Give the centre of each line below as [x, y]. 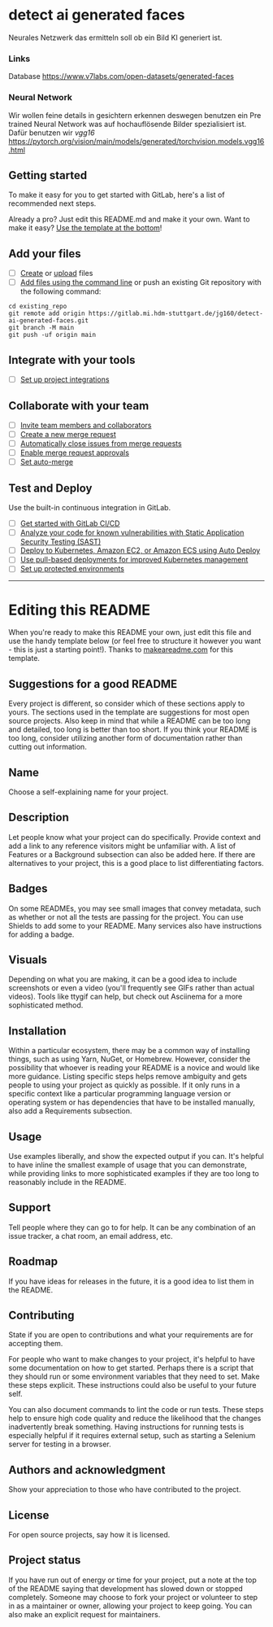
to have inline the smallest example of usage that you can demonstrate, [128, 1165]
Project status [45, 1560]
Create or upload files [56, 273]
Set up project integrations [65, 379]
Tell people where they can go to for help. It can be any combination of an [132, 1227]
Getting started [48, 175]
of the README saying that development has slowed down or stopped [126, 1588]
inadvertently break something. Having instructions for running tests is [126, 1427]
